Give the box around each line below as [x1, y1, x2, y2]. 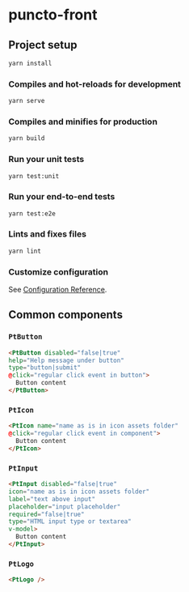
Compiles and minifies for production [8, 116, 157, 127]
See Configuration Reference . [8, 285, 107, 295]
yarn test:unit [8, 172, 60, 180]
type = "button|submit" [8, 364, 82, 372]
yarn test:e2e [8, 209, 57, 218]
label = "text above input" [8, 495, 95, 503]
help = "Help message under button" [8, 356, 125, 364]
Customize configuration [8, 266, 109, 277]
